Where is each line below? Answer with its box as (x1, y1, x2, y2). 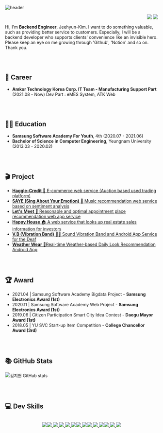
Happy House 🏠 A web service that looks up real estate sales (12, 219, 137, 225)
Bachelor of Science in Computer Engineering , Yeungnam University (12, 138, 151, 144)
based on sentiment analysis (12, 203, 69, 209)
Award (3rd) (12, 328, 37, 333)
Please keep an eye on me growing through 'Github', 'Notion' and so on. (5, 39, 149, 45)
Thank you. (5, 45, 28, 51)
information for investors (12, 226, 62, 232)
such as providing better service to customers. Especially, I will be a (5, 29, 141, 35)
